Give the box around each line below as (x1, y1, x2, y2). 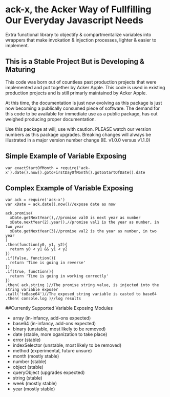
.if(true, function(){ (5, 269, 54, 274)
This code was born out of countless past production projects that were (5, 78, 157, 85)
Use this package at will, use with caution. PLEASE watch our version (5, 126, 152, 132)
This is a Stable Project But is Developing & (5, 57, 144, 66)
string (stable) (12, 375, 42, 381)
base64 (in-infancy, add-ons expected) (12, 321, 96, 327)
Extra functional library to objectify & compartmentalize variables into (5, 31, 152, 37)
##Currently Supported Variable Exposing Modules (5, 305, 113, 311)
